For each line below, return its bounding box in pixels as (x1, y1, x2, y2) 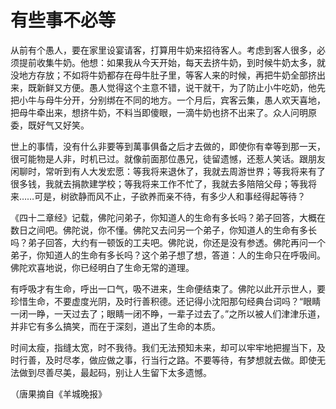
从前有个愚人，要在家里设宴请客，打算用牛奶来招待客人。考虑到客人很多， (10, 44, 317, 56)
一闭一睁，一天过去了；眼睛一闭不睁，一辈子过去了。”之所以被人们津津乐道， (10, 307, 326, 320)
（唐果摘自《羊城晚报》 (10, 387, 107, 400)
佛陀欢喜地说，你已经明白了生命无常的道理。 (10, 261, 195, 273)
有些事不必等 (10, 9, 117, 32)
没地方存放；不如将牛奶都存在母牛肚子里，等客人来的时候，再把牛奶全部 (10, 69, 308, 81)
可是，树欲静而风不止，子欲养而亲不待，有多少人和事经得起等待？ (34, 190, 307, 202)
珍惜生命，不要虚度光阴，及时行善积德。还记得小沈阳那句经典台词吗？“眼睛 (10, 295, 322, 307)
